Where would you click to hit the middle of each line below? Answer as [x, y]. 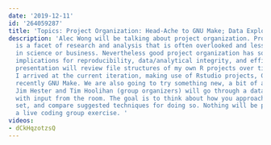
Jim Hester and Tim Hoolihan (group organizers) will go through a [131, 91]
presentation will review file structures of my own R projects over [135, 68]
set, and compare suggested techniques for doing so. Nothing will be [137, 106]
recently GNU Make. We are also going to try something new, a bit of [137, 83]
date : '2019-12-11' [41, 16]
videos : [21, 121]
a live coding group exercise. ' [72, 114]
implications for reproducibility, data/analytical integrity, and [131, 61]
